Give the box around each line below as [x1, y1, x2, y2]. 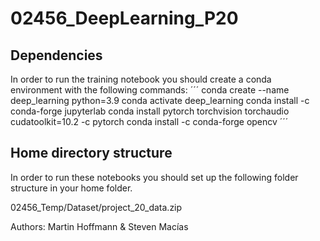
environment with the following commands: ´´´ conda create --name [10, 84, 290, 96]
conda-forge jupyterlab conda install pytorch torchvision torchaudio [10, 105, 290, 117]
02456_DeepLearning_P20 [10, 7, 239, 30]
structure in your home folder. [10, 182, 133, 194]
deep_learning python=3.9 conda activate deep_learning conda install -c [10, 95, 310, 106]
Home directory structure [10, 145, 173, 162]
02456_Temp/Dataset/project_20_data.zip [10, 201, 183, 213]
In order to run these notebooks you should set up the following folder [10, 171, 299, 183]
